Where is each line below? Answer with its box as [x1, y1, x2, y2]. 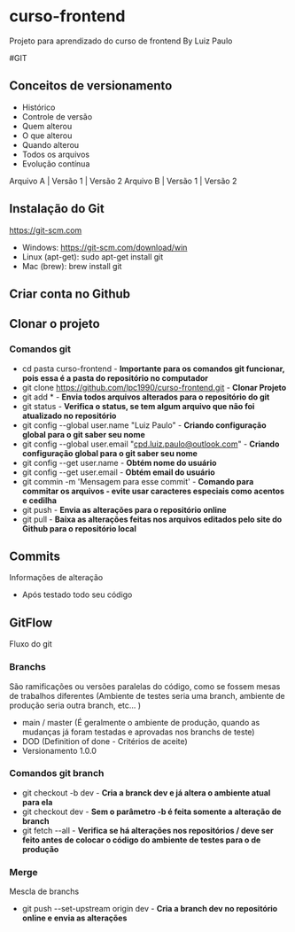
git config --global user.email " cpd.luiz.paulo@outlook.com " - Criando [21, 439, 280, 449]
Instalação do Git [9, 201, 105, 216]
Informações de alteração [9, 572, 104, 583]
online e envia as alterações [21, 913, 128, 923]
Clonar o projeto [9, 316, 100, 331]
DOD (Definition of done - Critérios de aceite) [21, 735, 188, 746]
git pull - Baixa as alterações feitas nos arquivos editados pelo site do [21, 514, 283, 524]
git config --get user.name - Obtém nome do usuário [21, 457, 217, 468]
